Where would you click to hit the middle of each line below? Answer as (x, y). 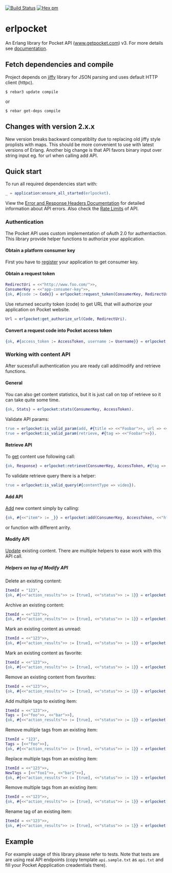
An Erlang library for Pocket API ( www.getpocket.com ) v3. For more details (84, 43)
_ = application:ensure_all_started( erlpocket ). (58, 193)
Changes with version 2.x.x (50, 127)
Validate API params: (27, 419)
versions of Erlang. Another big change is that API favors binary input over (84, 150)
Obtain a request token (30, 274)
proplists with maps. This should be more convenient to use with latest (80, 145)
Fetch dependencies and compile (59, 65)
